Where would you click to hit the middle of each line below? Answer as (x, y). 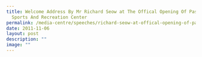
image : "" (19, 45)
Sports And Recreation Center (49, 17)
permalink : (20, 23)
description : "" (26, 39)
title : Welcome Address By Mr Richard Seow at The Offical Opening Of (96, 12)
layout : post (23, 34)
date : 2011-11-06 (28, 28)
